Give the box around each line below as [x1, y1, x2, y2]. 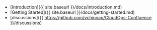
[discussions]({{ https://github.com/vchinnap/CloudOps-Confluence [10, 15, 152, 20]
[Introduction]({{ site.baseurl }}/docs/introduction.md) [10, 4, 122, 10]
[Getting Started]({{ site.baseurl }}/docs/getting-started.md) [10, 9, 135, 15]
